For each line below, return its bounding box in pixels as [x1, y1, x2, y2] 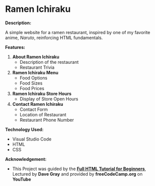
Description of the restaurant [19, 59, 79, 65]
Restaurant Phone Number [19, 117, 74, 123]
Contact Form [19, 106, 48, 112]
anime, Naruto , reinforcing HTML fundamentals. [5, 35, 103, 41]
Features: [5, 44, 26, 50]
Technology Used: [5, 126, 44, 132]
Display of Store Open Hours [19, 95, 78, 102]
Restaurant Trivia [19, 64, 54, 70]
